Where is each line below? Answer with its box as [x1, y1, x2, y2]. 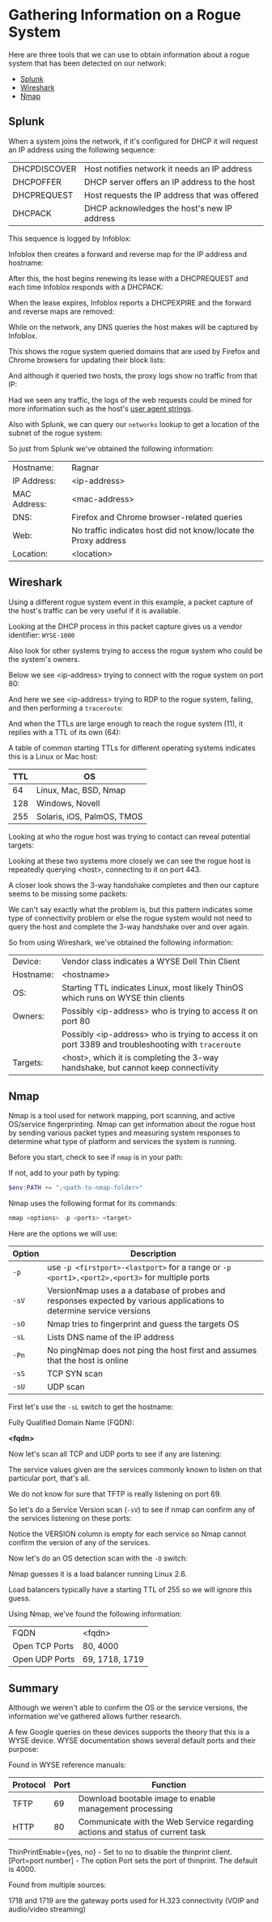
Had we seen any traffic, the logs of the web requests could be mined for [8, 395, 253, 404]
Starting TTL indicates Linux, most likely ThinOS [62, 982, 244, 993]
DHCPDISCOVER [12, 163, 77, 174]
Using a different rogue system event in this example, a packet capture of [8, 597, 253, 607]
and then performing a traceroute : [8, 703, 124, 712]
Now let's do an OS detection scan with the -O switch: [8, 1553, 188, 1563]
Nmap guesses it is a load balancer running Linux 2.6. [8, 1570, 188, 1579]
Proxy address [71, 535, 127, 546]
